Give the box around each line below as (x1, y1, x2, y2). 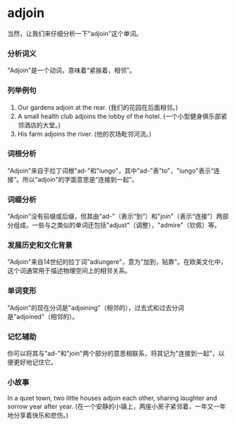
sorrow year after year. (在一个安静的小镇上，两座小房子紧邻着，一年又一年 (7, 402, 226, 411)
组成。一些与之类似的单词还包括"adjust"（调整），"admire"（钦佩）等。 (13, 221, 221, 229)
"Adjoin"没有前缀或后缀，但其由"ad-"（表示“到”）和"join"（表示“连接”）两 (7, 212, 223, 221)
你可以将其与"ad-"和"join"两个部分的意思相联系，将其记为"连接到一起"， (7, 349, 219, 358)
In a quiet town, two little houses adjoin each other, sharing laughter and (7, 394, 218, 403)
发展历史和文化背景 (7, 241, 73, 251)
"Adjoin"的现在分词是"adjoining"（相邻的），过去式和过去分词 (7, 303, 184, 312)
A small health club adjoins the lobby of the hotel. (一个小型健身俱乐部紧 (17, 112, 228, 120)
